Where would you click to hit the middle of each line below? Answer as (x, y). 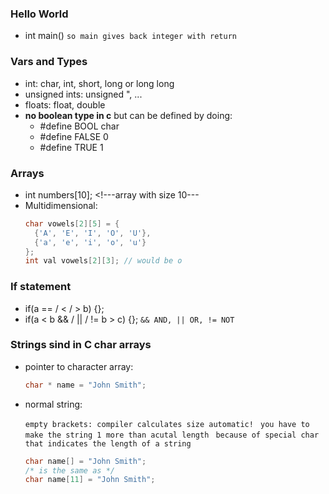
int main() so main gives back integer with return (130, 36)
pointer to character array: (79, 366)
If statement (41, 287)
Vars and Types (49, 62)
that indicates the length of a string (108, 443)
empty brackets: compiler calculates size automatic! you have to (167, 424)
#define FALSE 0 (74, 136)
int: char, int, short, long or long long (99, 83)
